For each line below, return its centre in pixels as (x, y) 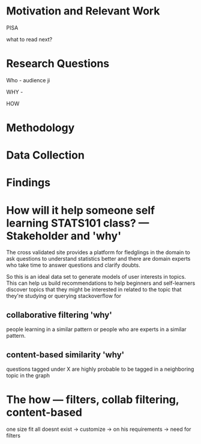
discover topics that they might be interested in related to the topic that (94, 290)
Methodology (40, 128)
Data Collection (46, 155)
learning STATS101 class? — (78, 223)
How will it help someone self (80, 210)
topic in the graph (28, 376)
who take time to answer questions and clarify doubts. (73, 265)
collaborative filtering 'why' (59, 315)
